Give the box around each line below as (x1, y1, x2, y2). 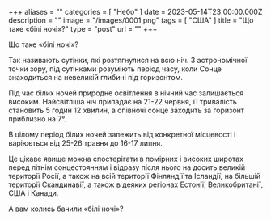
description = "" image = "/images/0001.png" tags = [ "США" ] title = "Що (8, 15, 254, 25)
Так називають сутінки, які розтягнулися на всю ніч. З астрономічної (8, 56, 248, 65)
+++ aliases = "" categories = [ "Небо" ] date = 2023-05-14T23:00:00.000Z (8, 7, 263, 16)
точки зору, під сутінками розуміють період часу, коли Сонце (8, 64, 222, 74)
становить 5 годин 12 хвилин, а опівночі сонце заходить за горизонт (8, 105, 245, 115)
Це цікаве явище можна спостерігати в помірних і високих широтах (8, 154, 244, 163)
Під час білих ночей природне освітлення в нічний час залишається (8, 88, 244, 98)
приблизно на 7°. (8, 114, 66, 124)
